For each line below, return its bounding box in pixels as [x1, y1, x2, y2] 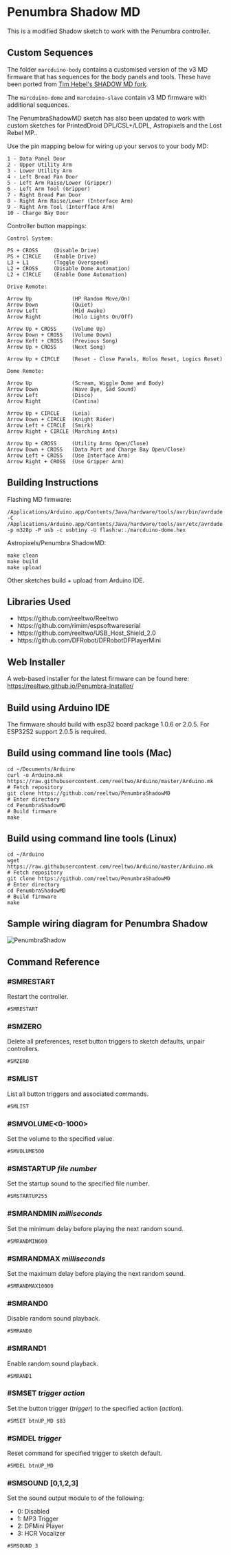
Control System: [7, 235, 54, 242]
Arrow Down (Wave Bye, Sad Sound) [7, 385, 137, 393]
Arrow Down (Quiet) [7, 301, 94, 308]
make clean [7, 552, 38, 559]
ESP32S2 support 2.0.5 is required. [7, 728, 107, 735]
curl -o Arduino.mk [7, 771, 63, 779]
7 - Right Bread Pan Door [7, 191, 81, 199]
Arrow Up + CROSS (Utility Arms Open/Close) [7, 440, 149, 447]
